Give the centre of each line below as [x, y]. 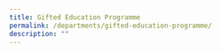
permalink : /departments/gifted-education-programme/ [111, 26]
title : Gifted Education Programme [75, 17]
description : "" [39, 33]
